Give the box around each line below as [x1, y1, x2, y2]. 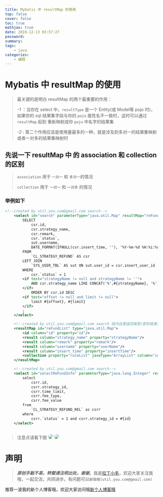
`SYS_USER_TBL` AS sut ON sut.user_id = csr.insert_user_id [31, 263, 155, 268]
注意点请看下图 [16, 434, 47, 440]
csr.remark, [31, 231, 55, 236]
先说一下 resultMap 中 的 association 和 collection [5, 151, 157, 159]
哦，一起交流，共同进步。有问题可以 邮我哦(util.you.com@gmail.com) [16, 476, 153, 482]
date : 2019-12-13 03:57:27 [5, 30, 60, 35]
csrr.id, [31, 380, 49, 385]
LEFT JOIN [22, 258, 42, 263]
